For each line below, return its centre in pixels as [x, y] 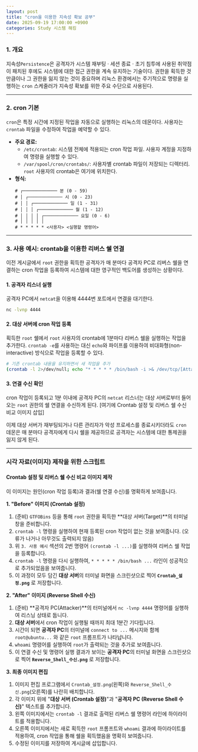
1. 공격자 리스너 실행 [29, 284]
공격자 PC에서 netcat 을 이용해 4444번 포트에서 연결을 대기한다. [80, 299]
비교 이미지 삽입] [25, 412]
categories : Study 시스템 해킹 [41, 28]
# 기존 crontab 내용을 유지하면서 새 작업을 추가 [58, 364]
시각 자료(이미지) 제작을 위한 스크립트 [56, 462]
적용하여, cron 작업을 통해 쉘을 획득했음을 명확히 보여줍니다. [84, 736]
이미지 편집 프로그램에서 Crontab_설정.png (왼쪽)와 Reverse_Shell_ [91, 684]
